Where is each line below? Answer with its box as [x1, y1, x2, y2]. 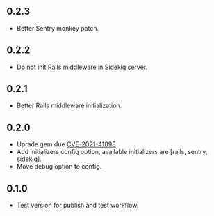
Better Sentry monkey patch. [16, 24, 99, 32]
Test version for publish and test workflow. [16, 201, 139, 210]
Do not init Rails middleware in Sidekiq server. [16, 63, 147, 71]
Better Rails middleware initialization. [16, 101, 122, 110]
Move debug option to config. [16, 162, 102, 171]
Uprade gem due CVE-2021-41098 [16, 140, 116, 148]
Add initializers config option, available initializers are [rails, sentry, [16, 148, 208, 156]
